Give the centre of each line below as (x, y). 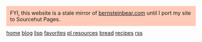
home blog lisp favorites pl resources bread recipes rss (75, 33)
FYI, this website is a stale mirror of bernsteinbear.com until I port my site (100, 13)
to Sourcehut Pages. (35, 19)
